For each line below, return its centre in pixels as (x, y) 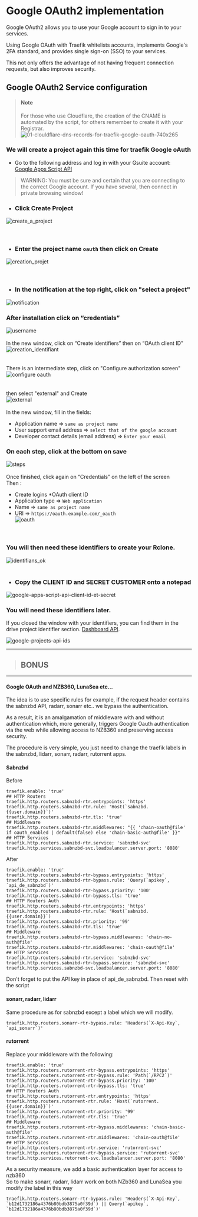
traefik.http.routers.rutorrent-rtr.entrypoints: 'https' (79, 1096)
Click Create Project (44, 208)
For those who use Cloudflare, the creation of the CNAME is (93, 116)
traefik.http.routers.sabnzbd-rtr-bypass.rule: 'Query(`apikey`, (88, 880)
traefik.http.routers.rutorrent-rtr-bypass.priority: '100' (82, 1081)
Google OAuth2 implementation (85, 11)
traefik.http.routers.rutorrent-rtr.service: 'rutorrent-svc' (84, 1148)
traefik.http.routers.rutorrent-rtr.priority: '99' (71, 1111)
